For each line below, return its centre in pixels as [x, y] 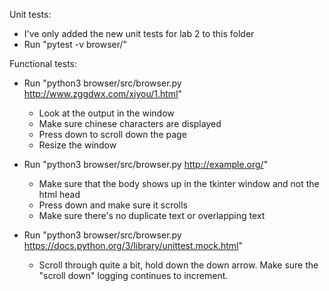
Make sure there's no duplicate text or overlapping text [152, 215]
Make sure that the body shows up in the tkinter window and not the [179, 183]
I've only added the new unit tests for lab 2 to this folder [139, 33]
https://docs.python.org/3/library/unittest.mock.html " [133, 245]
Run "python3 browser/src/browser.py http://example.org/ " [146, 164]
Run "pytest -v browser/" [75, 44]
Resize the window [77, 145]
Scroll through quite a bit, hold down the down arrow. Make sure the [178, 265]
